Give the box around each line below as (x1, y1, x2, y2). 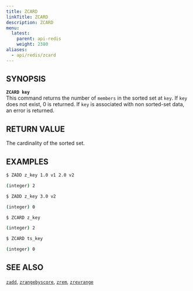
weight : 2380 (16, 42, 49, 48)
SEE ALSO (6, 262, 44, 273)
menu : (6, 25, 19, 31)
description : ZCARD (6, 19, 54, 25)
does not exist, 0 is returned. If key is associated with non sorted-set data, (6, 101, 185, 108)
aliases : (6, 47, 27, 53)
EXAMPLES (6, 157, 49, 167)
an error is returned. (6, 107, 54, 114)
